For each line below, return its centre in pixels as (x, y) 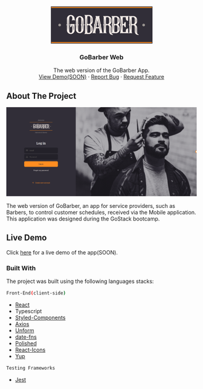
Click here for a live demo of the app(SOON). (62, 252)
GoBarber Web (101, 57)
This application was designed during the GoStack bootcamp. (83, 219)
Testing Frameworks (31, 368)
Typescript (28, 311)
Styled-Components (40, 318)
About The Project (41, 96)
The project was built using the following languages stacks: (80, 281)
